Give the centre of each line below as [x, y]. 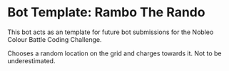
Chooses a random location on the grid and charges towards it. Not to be [114, 53]
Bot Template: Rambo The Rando [106, 12]
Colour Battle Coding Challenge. [55, 39]
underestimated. [31, 60]
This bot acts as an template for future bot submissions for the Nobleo [111, 32]
